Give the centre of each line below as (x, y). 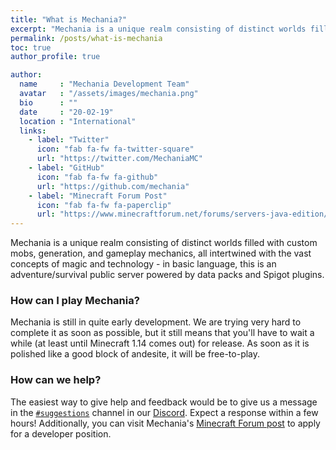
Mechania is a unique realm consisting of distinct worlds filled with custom (164, 243)
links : (33, 131)
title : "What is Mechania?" (69, 19)
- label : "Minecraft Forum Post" (98, 196)
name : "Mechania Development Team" (104, 84)
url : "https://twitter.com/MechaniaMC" (119, 159)
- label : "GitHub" (66, 168)
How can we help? (56, 380)
